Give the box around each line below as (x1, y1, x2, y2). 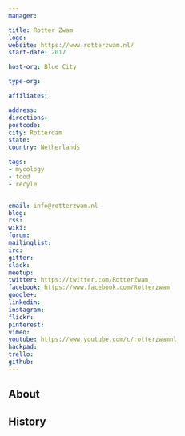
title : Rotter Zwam (8, 26, 74, 34)
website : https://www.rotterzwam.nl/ (8, 41, 135, 49)
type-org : (8, 78, 42, 86)
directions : (8, 114, 48, 122)
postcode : (8, 121, 42, 129)
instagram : (8, 306, 45, 314)
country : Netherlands (8, 143, 81, 152)
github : (8, 358, 34, 366)
